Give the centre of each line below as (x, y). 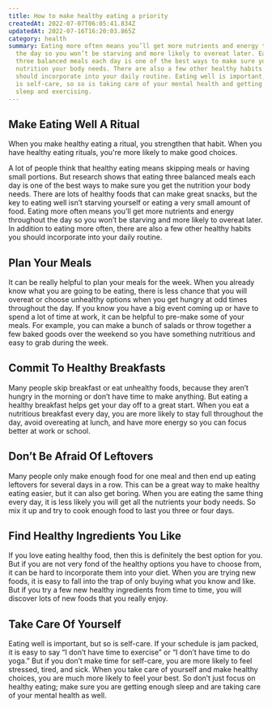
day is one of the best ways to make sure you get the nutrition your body (130, 186)
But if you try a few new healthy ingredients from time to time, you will (125, 590)
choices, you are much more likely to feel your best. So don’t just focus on (132, 678)
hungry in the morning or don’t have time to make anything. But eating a (128, 396)
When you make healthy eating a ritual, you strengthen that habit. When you (135, 144)
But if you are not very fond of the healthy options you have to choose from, (135, 564)
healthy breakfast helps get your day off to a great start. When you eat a (129, 405)
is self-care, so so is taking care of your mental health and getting (139, 84)
